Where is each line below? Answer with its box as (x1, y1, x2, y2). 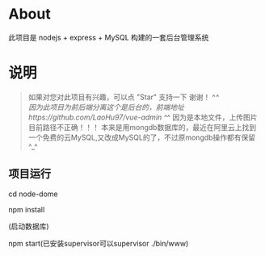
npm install (8, 204, 45, 214)
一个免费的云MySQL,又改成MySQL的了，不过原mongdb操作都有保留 (27, 132, 256, 142)
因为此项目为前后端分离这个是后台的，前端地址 (27, 102, 184, 111)
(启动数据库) (8, 221, 50, 231)
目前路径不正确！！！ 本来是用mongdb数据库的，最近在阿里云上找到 (27, 122, 257, 132)
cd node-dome (8, 189, 58, 199)
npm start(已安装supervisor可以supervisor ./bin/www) (8, 238, 189, 248)
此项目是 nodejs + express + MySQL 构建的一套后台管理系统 (8, 32, 209, 42)
